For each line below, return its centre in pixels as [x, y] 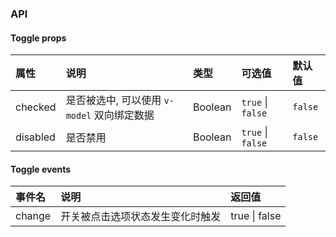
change [33, 216]
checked [36, 107]
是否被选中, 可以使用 [113, 100]
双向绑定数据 [124, 115]
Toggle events [41, 169]
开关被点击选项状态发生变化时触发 [141, 217]
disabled [35, 137]
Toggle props [38, 38]
